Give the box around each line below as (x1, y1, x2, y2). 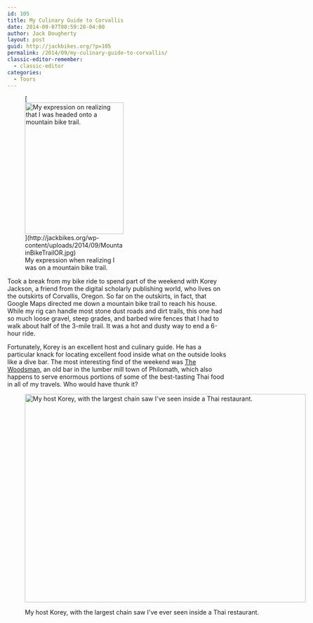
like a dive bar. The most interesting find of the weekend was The (7, 358, 197, 366)
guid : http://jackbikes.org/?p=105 (7, 43, 112, 50)
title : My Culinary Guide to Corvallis (7, 17, 124, 24)
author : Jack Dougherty (7, 29, 77, 37)
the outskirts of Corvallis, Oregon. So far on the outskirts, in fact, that (7, 292, 207, 300)
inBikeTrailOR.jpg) (25, 248, 76, 257)
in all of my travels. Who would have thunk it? (7, 380, 138, 389)
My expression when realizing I (25, 256, 115, 264)
